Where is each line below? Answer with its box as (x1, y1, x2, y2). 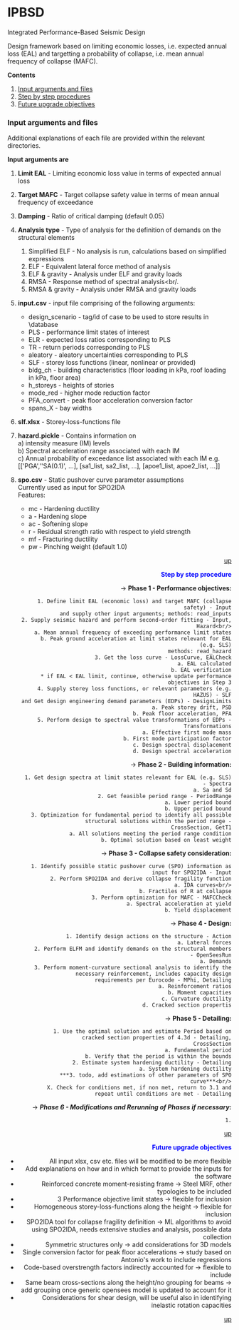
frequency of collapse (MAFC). (7, 56, 98, 65)
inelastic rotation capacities (151, 1301, 232, 1310)
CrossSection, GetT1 (170, 824, 232, 832)
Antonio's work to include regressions (120, 1256, 232, 1264)
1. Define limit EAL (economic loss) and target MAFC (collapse (37, 598, 232, 605)
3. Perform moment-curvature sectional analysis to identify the (34, 964, 232, 972)
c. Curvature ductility (161, 995, 232, 1003)
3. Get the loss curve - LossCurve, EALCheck (95, 654, 232, 661)
